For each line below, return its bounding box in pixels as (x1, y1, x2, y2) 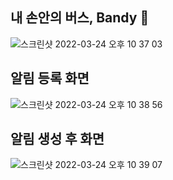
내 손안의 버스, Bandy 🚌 (10, 9, 150, 27)
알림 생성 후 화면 (10, 131, 105, 148)
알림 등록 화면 (10, 70, 90, 87)
